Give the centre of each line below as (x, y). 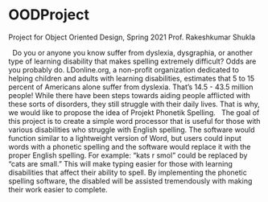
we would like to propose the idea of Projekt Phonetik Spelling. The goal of (134, 112)
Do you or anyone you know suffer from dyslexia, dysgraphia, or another (132, 52)
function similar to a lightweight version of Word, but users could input (125, 138)
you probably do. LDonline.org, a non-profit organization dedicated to (124, 69)
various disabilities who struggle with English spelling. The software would (132, 130)
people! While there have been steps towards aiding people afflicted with (130, 95)
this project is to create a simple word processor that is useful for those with (134, 121)
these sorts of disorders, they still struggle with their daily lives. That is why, (134, 104)
